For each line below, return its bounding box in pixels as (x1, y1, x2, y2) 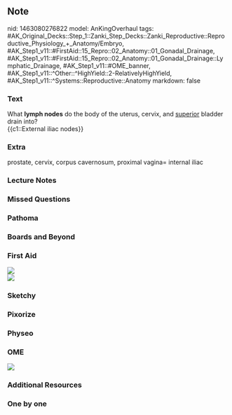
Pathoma (7, 213, 39, 223)
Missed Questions (7, 194, 71, 204)
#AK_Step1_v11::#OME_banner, (62, 61, 151, 69)
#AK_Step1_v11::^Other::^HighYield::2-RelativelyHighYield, (7, 69, 172, 77)
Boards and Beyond (7, 232, 76, 242)
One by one (7, 399, 48, 409)
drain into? (7, 117, 38, 125)
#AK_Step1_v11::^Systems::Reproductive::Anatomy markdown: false (7, 76, 201, 85)
